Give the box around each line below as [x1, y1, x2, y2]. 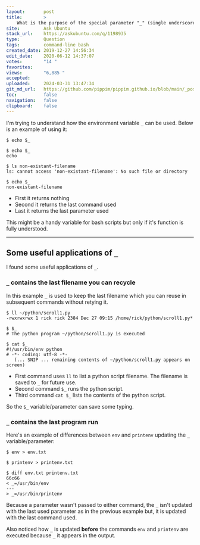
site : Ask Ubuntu [6, 25, 70, 32]
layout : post [6, 8, 55, 15]
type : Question [6, 36, 65, 42]
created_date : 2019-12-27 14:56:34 [6, 48, 95, 54]
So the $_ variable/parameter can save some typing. [6, 403, 134, 410]
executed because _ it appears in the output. [6, 531, 116, 539]
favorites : [6, 64, 33, 70]
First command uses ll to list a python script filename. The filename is [14, 372, 188, 379]
